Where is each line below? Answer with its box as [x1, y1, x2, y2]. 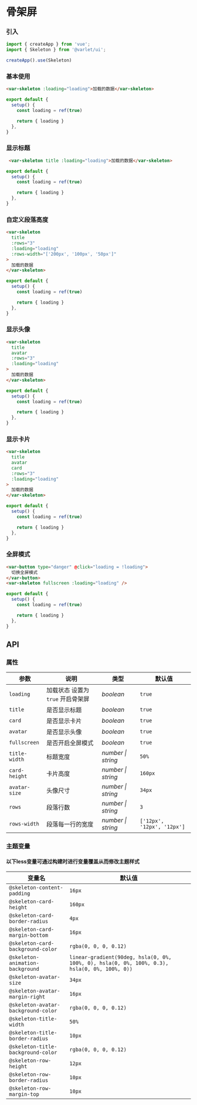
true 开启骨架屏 [46, 695, 90, 703]
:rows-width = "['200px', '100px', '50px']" [11, 251, 117, 257]
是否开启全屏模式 [46, 739, 94, 747]
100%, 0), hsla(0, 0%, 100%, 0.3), [69, 960, 169, 967]
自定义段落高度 [6, 215, 49, 223]
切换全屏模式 [11, 569, 38, 575]
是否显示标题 [46, 706, 82, 714]
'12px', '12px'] [140, 824, 185, 830]
